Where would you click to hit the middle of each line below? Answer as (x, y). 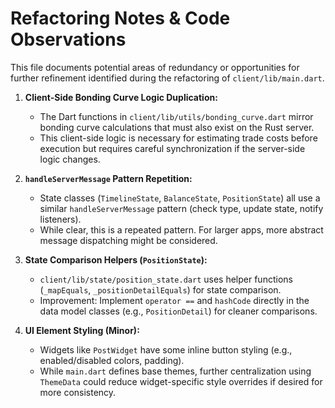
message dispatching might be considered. (128, 240)
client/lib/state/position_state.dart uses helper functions (166, 279)
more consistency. (78, 392)
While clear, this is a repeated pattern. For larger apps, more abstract (181, 229)
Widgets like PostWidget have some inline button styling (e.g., (166, 349)
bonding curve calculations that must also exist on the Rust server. (177, 127)
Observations (68, 39)
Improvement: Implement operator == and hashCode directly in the (174, 300)
